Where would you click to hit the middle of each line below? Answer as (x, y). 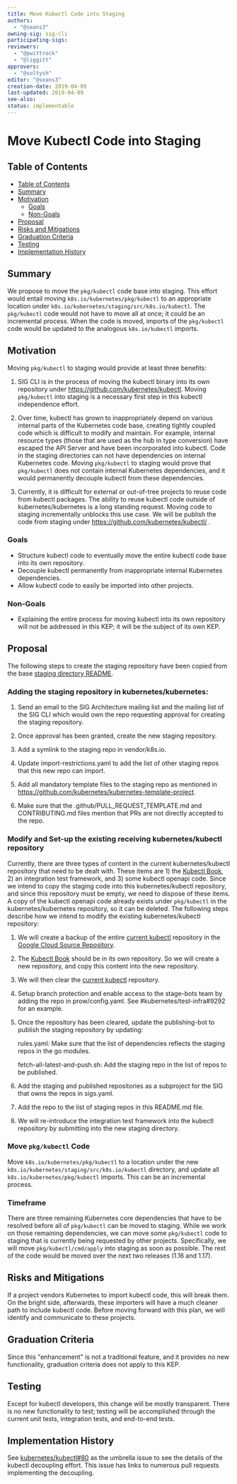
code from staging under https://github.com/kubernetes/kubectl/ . (114, 521)
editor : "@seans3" (34, 80)
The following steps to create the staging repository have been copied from (117, 666)
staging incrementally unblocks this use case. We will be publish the (117, 514)
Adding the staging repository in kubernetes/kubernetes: (108, 692)
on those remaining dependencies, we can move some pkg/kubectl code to (117, 1233)
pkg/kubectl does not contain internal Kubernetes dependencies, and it (121, 470)
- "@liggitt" (33, 60)
